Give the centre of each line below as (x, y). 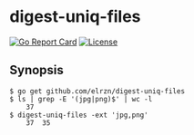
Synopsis (36, 70)
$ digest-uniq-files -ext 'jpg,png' (79, 115)
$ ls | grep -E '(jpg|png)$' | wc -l (81, 99)
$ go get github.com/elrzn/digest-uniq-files (97, 91)
